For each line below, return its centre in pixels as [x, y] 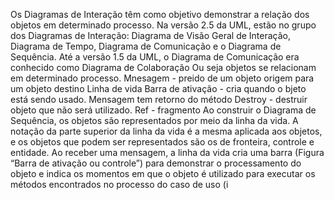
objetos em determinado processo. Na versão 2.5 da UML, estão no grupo [163, 25]
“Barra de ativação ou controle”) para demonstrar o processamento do [156, 163]
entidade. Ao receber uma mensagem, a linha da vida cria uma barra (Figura [167, 152]
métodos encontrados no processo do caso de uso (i [119, 184]
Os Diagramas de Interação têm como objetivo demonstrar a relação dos [160, 14]
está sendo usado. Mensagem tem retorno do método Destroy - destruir [159, 99]
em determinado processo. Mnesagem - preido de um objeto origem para [162, 78]
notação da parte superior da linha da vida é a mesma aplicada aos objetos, [166, 131]
